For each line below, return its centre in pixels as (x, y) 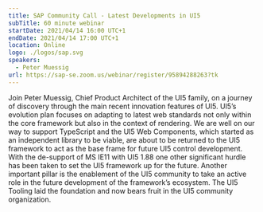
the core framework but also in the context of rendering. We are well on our (132, 123)
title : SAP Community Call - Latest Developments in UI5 (104, 16)
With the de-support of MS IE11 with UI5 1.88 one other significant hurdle (127, 157)
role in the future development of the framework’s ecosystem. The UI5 (123, 182)
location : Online (37, 45)
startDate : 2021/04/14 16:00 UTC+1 (67, 30)
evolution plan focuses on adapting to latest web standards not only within (130, 114)
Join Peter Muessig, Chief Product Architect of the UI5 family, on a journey (130, 97)
